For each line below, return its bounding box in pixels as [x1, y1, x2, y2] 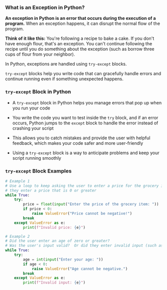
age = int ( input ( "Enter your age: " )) [23, 257, 103, 262]
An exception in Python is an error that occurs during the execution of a [5, 15, 156, 21]
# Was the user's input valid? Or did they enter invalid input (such [5, 243, 157, 248]
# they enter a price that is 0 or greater [5, 188, 97, 193]
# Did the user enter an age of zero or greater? [5, 238, 110, 244]
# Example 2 [5, 234, 30, 239]
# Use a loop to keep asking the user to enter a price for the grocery [5, 183, 159, 188]
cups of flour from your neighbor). [5, 51, 76, 57]
